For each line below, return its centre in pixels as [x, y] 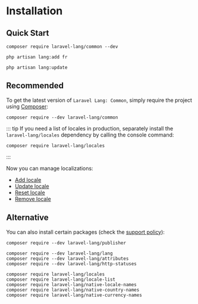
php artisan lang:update [37, 67]
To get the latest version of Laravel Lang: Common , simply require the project [99, 100]
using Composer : [27, 106]
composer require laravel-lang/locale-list [61, 279]
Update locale [32, 186]
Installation [34, 11]
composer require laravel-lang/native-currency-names [74, 295]
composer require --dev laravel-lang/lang [59, 253]
